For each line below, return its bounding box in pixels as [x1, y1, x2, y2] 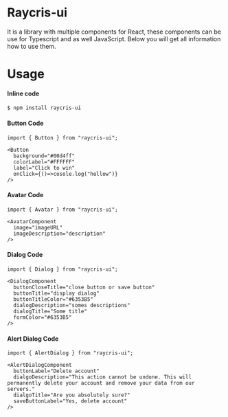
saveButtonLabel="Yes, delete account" [13, 398, 128, 405]
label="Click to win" [13, 164, 76, 171]
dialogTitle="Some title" [13, 308, 88, 315]
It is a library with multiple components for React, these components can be [7, 27, 222, 36]
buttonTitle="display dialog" [13, 290, 100, 297]
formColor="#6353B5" [13, 314, 72, 321]
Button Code [7, 119, 44, 127]
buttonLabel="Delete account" [13, 368, 100, 375]
